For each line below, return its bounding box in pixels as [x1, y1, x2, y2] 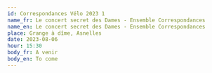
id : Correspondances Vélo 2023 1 [7, 10, 105, 17]
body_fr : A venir [7, 49, 58, 56]
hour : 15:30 [7, 42, 42, 49]
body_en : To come [7, 56, 58, 63]
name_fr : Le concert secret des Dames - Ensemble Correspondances [7, 17, 206, 24]
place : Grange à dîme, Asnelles [7, 29, 102, 37]
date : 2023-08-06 [7, 36, 58, 43]
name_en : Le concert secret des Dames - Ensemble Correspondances [7, 23, 206, 30]
